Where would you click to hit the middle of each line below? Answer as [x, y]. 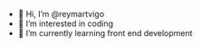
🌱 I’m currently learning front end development [105, 33]
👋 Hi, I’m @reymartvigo [61, 14]
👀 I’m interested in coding [66, 23]
